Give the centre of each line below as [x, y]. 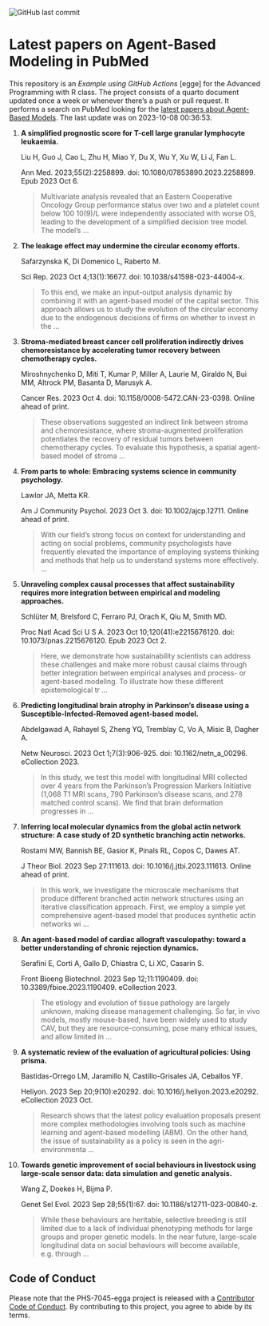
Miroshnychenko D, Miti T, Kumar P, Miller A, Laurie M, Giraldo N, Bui [133, 374]
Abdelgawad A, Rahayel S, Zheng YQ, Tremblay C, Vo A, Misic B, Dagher [140, 729]
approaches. [42, 601]
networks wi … [65, 924]
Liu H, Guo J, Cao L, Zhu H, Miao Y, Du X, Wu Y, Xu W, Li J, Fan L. [129, 156]
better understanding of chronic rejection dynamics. [109, 948]
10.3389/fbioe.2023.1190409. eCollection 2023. [99, 987]
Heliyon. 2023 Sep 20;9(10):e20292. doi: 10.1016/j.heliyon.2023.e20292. [139, 1091]
